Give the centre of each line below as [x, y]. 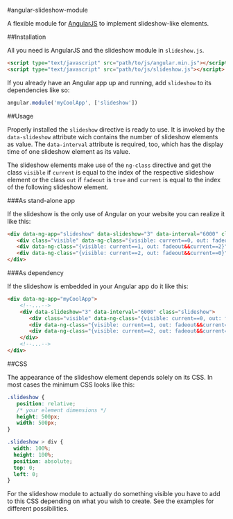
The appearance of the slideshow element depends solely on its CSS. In [110, 377]
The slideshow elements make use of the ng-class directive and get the [109, 165]
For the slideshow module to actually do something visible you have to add [114, 494]
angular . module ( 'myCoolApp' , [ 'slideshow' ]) [72, 103]
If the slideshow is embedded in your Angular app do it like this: [98, 286]
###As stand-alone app [41, 200]
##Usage [20, 116]
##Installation [27, 37]
